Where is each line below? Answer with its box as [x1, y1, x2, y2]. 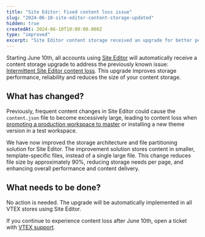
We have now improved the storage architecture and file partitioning [6, 139, 178, 146]
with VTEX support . [6, 224, 56, 231]
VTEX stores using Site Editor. [6, 205, 81, 213]
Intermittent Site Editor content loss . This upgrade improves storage [6, 67, 177, 74]
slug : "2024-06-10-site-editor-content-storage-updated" [6, 15, 154, 21]
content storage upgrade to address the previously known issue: [6, 60, 169, 68]
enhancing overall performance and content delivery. [6, 164, 140, 172]
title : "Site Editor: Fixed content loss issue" [6, 9, 132, 15]
